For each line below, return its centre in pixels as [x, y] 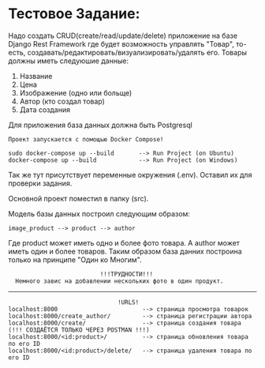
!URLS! [128, 302]
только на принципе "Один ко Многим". [75, 259]
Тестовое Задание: [74, 14]
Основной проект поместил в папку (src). [78, 198]
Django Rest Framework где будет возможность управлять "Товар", [121, 43]
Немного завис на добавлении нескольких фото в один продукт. [119, 281]
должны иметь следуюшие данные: [68, 61]
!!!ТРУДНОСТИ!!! [127, 274]
